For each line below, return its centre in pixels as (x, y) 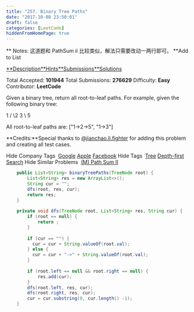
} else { (38, 249)
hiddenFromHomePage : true (38, 33)
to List (14, 58)
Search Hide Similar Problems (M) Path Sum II (62, 162)
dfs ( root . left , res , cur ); (60, 288)
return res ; (42, 194)
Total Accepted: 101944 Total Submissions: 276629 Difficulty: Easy (88, 80)
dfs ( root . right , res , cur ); (61, 293)
